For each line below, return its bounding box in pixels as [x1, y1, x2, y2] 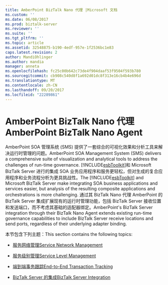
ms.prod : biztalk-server [5, 21, 58, 27]
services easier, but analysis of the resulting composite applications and [5, 186, 155, 192]
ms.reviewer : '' [5, 26, 39, 31]
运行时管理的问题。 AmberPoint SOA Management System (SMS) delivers [9, 150, 161, 156]
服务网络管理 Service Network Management [12, 242, 103, 248]
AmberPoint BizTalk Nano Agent [5, 127, 143, 138]
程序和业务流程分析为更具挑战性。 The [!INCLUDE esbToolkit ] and [9, 175, 144, 181]
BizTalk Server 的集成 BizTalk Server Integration [12, 274, 111, 280]
